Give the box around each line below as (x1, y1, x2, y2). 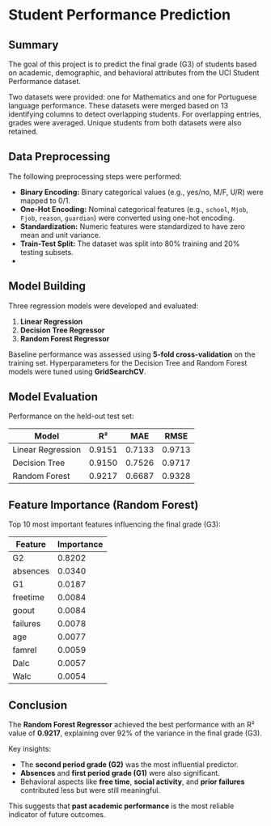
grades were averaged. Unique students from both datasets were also (8, 118, 242, 127)
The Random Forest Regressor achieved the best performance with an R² (8, 720, 255, 730)
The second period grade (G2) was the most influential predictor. (19, 760, 239, 769)
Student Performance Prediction (8, 6, 231, 24)
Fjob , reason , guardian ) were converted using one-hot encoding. (19, 213, 235, 222)
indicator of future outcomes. (8, 810, 106, 820)
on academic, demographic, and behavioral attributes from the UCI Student (8, 68, 260, 78)
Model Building (8, 279, 87, 293)
